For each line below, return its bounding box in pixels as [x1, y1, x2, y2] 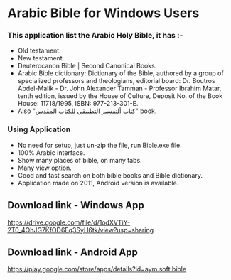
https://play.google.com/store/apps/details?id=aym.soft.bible [7, 265, 187, 274]
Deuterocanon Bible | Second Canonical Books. [17, 62, 157, 70]
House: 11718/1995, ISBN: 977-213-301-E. [17, 99, 139, 108]
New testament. [17, 54, 65, 63]
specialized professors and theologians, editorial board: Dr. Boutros [17, 77, 215, 85]
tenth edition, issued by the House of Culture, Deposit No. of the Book [17, 92, 223, 100]
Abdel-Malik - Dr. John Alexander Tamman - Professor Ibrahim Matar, [17, 84, 222, 93]
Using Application [7, 124, 71, 134]
